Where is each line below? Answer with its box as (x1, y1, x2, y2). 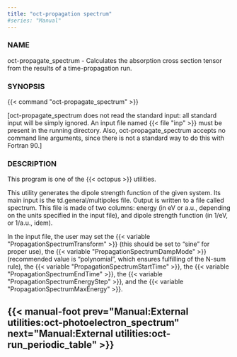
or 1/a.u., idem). (7, 218, 53, 227)
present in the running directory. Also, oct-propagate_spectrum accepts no (7, 127, 226, 135)
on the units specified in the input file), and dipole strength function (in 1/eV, (7, 211, 229, 220)
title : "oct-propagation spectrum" (7, 10, 112, 18)
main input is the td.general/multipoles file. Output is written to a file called (7, 196, 224, 205)
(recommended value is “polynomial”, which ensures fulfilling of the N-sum (7, 255, 226, 264)
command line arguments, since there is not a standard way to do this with (7, 134, 225, 142)
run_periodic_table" (7, 339, 98, 351)
